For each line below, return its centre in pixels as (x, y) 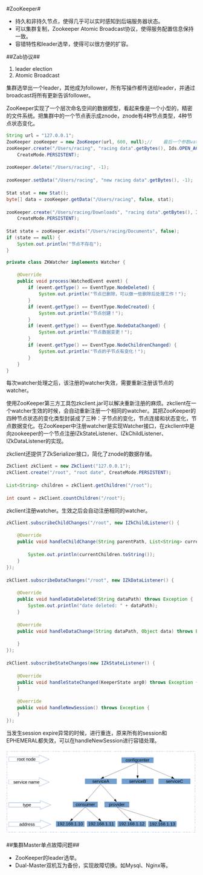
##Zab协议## (23, 57)
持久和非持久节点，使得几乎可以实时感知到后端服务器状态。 (89, 21)
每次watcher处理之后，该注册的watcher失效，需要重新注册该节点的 (90, 383)
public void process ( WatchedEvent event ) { (73, 281)
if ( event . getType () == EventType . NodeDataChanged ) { (97, 326)
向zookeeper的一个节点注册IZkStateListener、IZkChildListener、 (87, 434)
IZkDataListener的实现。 (37, 441)
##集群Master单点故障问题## (43, 845)
